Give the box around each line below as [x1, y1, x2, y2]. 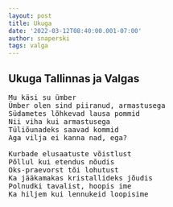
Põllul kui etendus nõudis [8, 157, 115, 166]
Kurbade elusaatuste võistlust [8, 149, 132, 158]
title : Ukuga [8, 19, 52, 27]
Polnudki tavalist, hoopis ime [8, 181, 132, 190]
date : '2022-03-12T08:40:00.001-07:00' [8, 27, 142, 35]
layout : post [8, 11, 52, 20]
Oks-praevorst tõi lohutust [8, 165, 119, 174]
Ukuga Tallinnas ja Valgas [8, 72, 140, 85]
